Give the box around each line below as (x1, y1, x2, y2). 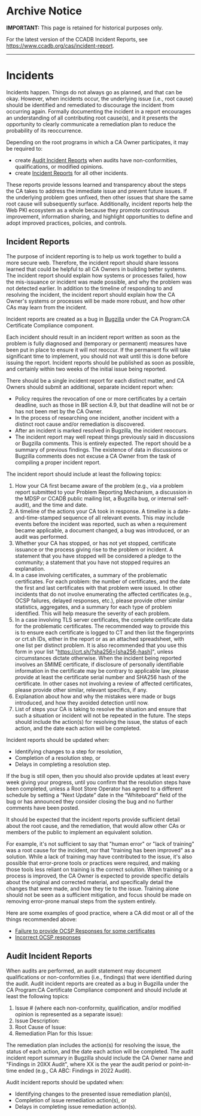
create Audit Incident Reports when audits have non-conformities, (14, 156, 178, 163)
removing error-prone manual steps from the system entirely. (6, 897, 157, 905)
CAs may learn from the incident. (6, 303, 88, 311)
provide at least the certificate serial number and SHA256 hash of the (14, 673, 187, 681)
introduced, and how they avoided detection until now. (14, 699, 149, 706)
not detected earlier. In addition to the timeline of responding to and (6, 284, 173, 292)
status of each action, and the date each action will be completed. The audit (6, 1048, 194, 1055)
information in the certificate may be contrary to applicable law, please (14, 667, 190, 674)
